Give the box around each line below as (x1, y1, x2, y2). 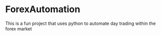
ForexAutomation (5, 4, 80, 15)
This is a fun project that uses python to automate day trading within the (5, 20, 156, 26)
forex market (5, 25, 32, 31)
